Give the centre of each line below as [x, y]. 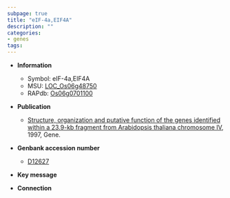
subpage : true [28, 13]
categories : [24, 33]
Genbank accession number [58, 148]
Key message [37, 175]
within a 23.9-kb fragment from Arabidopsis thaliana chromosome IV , [125, 127]
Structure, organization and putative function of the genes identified [124, 120]
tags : [15, 46]
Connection [34, 188]
